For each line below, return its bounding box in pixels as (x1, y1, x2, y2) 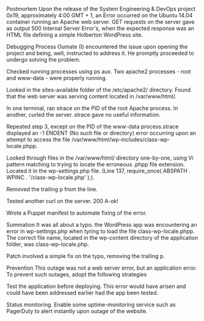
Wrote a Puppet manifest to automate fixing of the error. (6, 209, 147, 216)
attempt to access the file (6, 136, 70, 143)
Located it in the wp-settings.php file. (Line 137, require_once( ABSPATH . (6, 168, 191, 174)
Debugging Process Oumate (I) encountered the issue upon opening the (6, 43, 188, 50)
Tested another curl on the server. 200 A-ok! (6, 197, 119, 204)
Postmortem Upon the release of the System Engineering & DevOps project (6, 6, 195, 12)
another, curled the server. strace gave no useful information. (6, 111, 161, 118)
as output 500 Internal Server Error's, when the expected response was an (6, 24, 194, 32)
